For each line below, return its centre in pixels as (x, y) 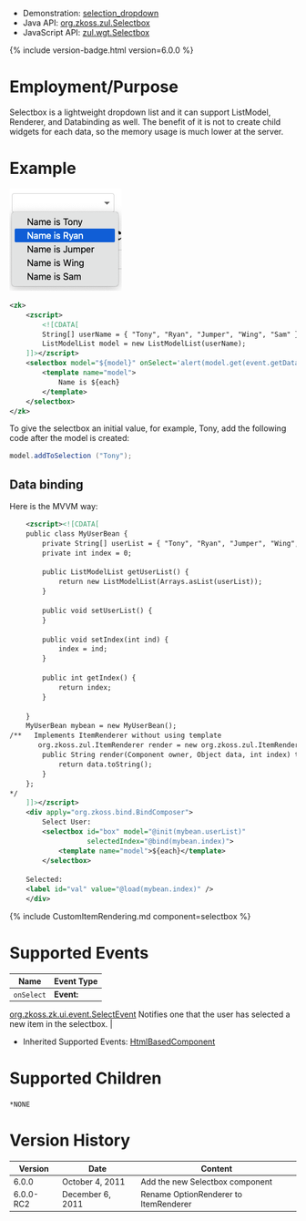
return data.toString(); (105, 764)
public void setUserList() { (97, 610)
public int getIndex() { (89, 678)
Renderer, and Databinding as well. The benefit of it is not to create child (145, 121)
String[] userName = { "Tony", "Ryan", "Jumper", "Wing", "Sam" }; (173, 334)
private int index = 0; (87, 553)
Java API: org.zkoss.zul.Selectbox (86, 23)
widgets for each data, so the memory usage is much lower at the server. (147, 131)
